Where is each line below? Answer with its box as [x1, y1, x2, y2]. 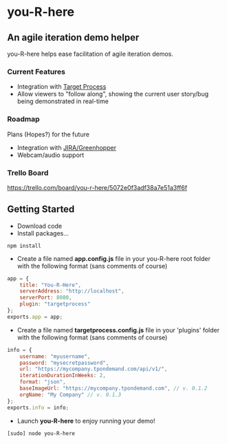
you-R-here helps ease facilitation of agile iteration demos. [7, 50, 173, 58]
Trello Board [7, 168, 49, 178]
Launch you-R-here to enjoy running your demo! [17, 416, 155, 425]
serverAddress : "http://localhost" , [19, 288, 125, 295]
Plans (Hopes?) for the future [7, 130, 89, 138]
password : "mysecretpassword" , [19, 359, 109, 366]
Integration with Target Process [17, 83, 107, 91]
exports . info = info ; [7, 404, 69, 411]
